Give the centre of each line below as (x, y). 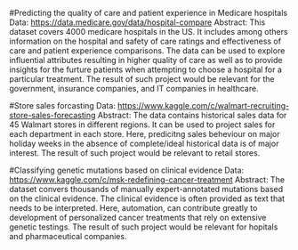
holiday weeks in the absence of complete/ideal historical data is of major (144, 143)
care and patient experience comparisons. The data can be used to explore (147, 51)
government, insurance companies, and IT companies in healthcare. (134, 89)
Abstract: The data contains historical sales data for (192, 115)
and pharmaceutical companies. (68, 236)
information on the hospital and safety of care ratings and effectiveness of (145, 41)
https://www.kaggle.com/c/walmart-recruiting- (203, 105)
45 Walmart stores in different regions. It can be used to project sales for (142, 125)
